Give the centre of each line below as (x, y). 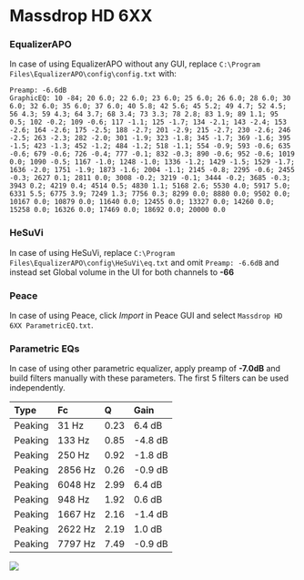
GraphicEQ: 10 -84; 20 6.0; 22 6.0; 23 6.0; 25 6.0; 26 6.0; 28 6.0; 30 (150, 98)
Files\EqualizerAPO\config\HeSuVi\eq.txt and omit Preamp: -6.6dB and (144, 262)
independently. (37, 388)
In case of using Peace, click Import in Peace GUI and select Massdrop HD (146, 316)
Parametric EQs (45, 349)
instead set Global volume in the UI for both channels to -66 (122, 272)
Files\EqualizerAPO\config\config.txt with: (93, 74)
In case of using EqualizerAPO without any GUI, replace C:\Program (135, 64)
